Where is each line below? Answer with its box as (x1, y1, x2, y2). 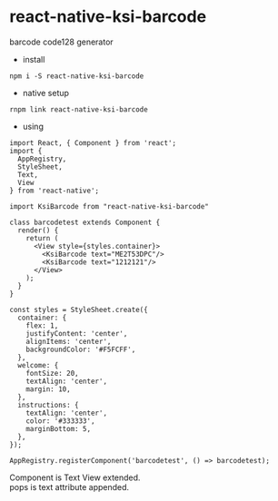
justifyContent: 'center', (25, 329, 128, 338)
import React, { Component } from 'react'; (9, 138, 177, 147)
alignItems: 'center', (25, 337, 112, 346)
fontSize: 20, (25, 368, 79, 378)
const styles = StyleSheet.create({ (9, 305, 148, 314)
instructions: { (17, 400, 79, 409)
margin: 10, (25, 384, 71, 394)
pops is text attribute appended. (9, 481, 130, 492)
